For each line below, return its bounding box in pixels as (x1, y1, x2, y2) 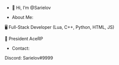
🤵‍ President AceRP (4, 36, 43, 42)
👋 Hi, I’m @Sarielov (11, 5, 51, 10)
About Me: (11, 14, 34, 20)
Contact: (11, 45, 30, 51)
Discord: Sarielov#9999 (4, 55, 53, 61)
